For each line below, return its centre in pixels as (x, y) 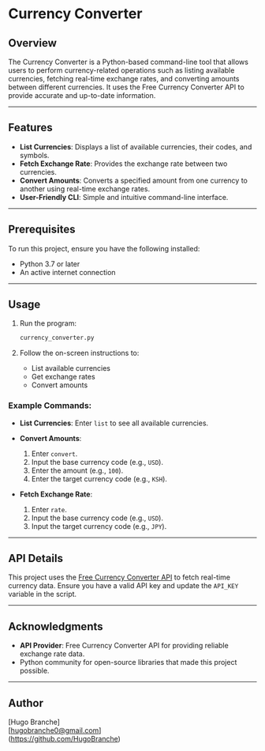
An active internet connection (67, 272)
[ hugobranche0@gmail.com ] (55, 730)
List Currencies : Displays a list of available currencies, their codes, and (136, 146)
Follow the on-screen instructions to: (79, 353)
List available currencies (71, 368)
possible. (34, 671)
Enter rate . (49, 509)
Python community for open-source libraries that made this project (128, 662)
